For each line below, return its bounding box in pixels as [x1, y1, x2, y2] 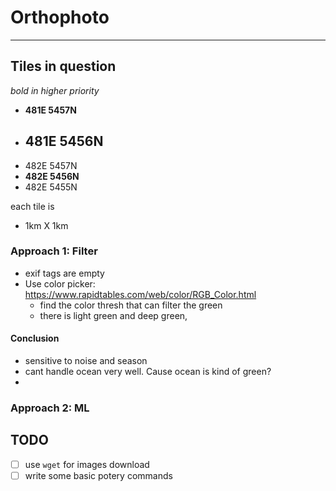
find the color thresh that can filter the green [39, 299, 223, 311]
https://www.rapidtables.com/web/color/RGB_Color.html [24, 288, 257, 300]
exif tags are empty [24, 267, 105, 279]
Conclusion [10, 332, 60, 345]
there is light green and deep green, [39, 309, 188, 321]
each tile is [10, 200, 55, 212]
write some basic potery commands [24, 469, 173, 481]
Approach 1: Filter [10, 244, 98, 258]
